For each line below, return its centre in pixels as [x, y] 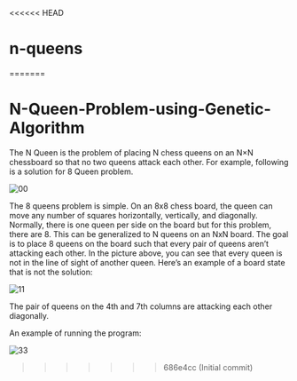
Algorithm [47, 128]
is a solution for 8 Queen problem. [71, 171]
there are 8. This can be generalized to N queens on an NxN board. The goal [149, 234]
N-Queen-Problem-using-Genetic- [141, 109]
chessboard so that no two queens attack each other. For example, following [149, 162]
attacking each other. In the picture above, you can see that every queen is [146, 253]
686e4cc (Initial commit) [208, 367]
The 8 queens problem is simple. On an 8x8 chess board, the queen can [141, 206]
